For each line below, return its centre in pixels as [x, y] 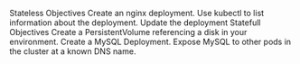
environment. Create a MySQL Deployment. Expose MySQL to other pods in [150, 41]
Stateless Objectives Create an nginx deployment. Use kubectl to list [137, 13]
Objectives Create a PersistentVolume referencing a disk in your [128, 32]
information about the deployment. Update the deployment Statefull [135, 23]
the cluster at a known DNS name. [73, 51]
